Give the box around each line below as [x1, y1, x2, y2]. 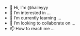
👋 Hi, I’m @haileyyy [9, 5, 48, 10]
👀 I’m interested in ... [9, 10, 51, 16]
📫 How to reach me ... [9, 26, 55, 31]
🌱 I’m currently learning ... [9, 15, 62, 20]
